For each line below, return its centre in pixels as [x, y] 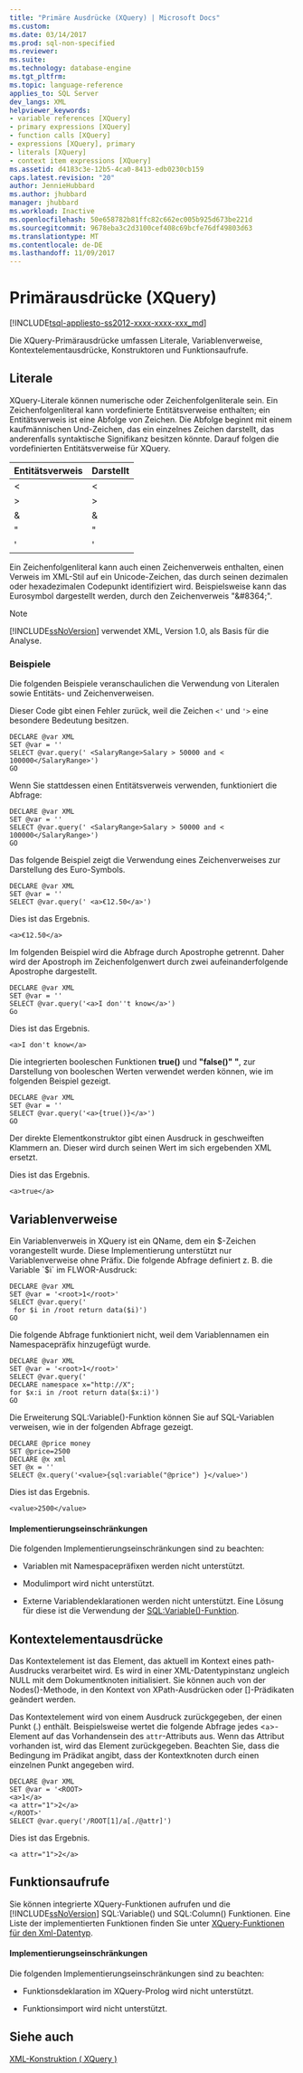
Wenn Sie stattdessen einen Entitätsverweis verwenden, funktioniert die [143, 786]
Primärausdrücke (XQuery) [113, 298]
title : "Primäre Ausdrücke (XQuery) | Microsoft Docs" [115, 18]
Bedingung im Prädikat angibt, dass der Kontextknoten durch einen [134, 1755]
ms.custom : [30, 26]
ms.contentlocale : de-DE [56, 245]
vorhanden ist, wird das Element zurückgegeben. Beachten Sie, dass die [145, 1746]
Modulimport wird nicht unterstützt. [89, 1584]
